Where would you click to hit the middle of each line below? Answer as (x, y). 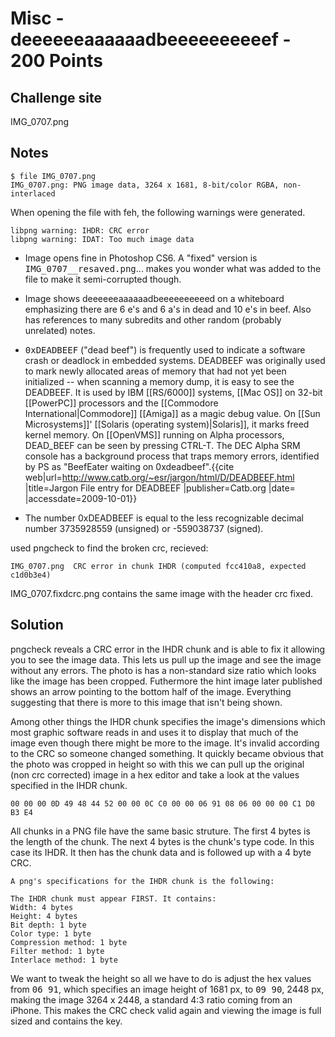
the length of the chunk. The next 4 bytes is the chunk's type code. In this (162, 841)
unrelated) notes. (60, 330)
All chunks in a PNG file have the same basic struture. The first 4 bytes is (160, 831)
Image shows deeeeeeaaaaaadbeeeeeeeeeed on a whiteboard (154, 298)
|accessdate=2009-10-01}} (81, 498)
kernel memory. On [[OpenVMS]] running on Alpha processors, (154, 434)
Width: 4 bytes (42, 907)
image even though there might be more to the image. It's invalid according (165, 743)
